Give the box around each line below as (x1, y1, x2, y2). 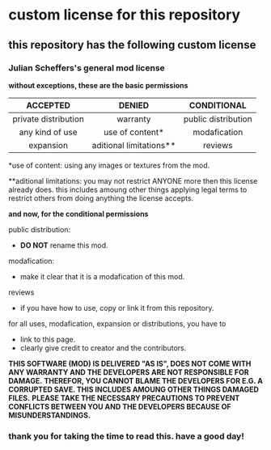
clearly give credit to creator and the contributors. (19, 342, 187, 353)
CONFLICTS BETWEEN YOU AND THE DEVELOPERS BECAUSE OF (8, 401, 232, 411)
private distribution (12, 113, 85, 125)
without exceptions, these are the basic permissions (8, 80, 188, 90)
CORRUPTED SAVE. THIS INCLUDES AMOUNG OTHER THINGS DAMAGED (8, 384, 259, 394)
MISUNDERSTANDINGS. (8, 410, 91, 420)
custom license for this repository (8, 6, 241, 24)
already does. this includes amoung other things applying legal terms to (8, 185, 248, 194)
